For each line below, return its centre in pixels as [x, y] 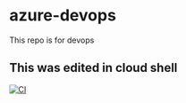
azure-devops [63, 16]
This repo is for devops [52, 40]
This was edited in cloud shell [93, 68]
